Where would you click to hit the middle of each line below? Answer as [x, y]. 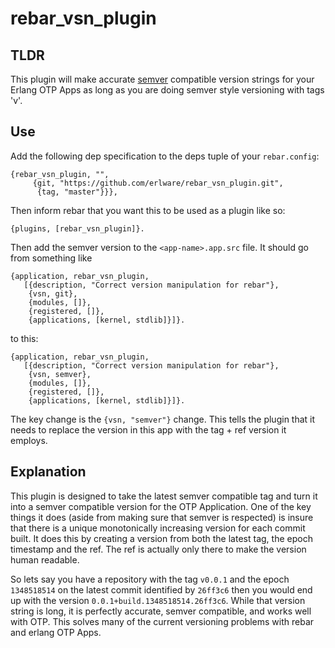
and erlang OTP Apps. [56, 632]
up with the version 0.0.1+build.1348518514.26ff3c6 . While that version [158, 600]
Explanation [48, 472]
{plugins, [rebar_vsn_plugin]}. [77, 228]
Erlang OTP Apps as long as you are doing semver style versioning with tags [167, 90]
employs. [29, 440]
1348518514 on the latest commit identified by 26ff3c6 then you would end [161, 589]
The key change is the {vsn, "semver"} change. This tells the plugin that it [163, 419]
